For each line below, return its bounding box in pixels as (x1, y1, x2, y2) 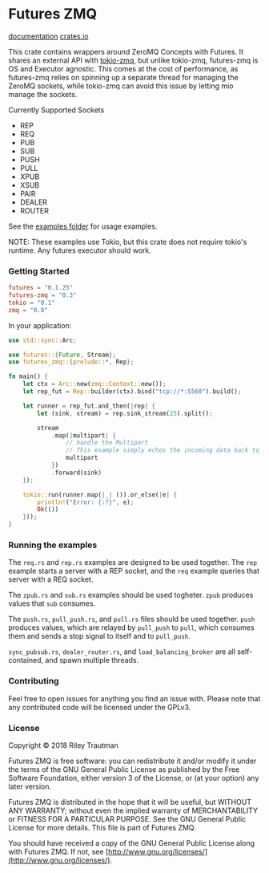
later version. (8, 782, 52, 791)
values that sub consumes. (8, 599, 96, 608)
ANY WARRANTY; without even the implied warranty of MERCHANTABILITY (8, 806, 259, 815)
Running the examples (8, 539, 98, 550)
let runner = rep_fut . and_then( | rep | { (22, 402, 156, 410)
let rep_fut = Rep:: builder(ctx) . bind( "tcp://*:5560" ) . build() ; (22, 388, 242, 396)
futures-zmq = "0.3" (8, 291, 78, 299)
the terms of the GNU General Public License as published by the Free (8, 765, 240, 774)
